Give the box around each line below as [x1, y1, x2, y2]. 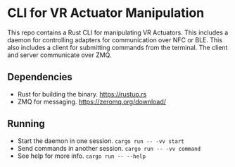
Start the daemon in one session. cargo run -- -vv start [17, 136, 184, 145]
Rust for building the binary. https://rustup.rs [17, 89, 147, 98]
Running [7, 118, 46, 130]
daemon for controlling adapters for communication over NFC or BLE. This [7, 35, 223, 44]
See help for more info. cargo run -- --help [17, 151, 146, 160]
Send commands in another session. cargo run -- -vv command [17, 144, 201, 152]
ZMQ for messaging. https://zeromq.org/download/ [17, 97, 167, 106]
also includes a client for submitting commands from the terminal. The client [7, 43, 228, 51]
